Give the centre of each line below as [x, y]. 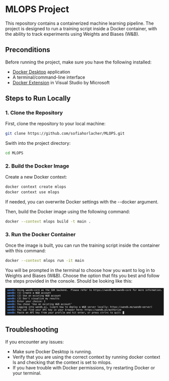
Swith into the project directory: [38, 143]
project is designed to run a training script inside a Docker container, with [81, 28]
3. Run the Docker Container [40, 235]
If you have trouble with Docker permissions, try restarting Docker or [83, 367]
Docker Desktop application [41, 72]
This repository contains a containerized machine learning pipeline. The [80, 23]
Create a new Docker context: [36, 177]
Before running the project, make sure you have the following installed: [78, 62]
